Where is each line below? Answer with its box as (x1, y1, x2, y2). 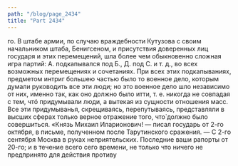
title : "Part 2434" (7, 17, 66, 24)
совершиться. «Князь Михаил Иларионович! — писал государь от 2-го (7, 120, 224, 128)
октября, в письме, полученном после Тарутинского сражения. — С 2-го (7, 128, 232, 136)
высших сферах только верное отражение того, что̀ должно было (7, 112, 208, 121)
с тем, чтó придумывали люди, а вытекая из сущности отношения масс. (7, 97, 229, 105)
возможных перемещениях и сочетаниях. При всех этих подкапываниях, (7, 67, 232, 76)
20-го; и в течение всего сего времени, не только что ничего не (7, 142, 203, 151)
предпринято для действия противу (7, 150, 118, 159)
